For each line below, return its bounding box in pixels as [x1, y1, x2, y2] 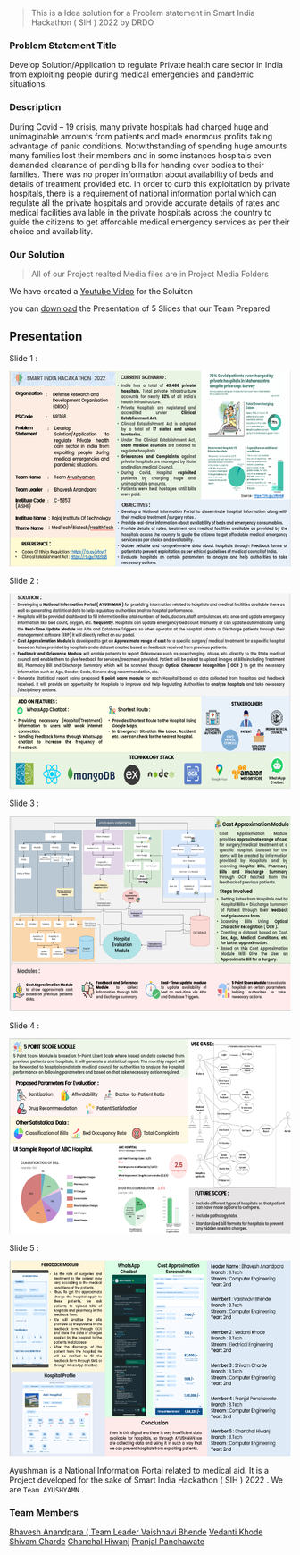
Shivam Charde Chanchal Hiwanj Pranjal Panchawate [9, 1536, 205, 1546]
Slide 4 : [9, 1019, 40, 1031]
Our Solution [9, 248, 65, 260]
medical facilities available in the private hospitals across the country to [9, 207, 272, 217]
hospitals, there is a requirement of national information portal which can [9, 188, 277, 199]
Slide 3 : [9, 798, 40, 808]
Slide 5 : [9, 1242, 39, 1253]
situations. [9, 79, 47, 89]
